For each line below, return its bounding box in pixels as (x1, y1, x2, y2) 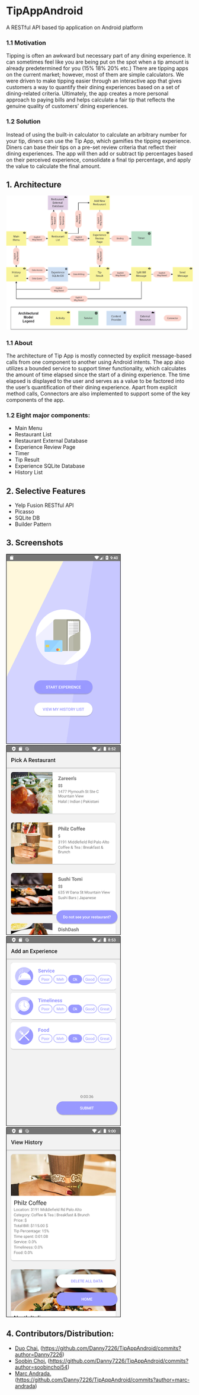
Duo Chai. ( (14, 1345, 43, 1352)
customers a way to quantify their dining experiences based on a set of (6, 84, 180, 91)
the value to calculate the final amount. (6, 162, 101, 170)
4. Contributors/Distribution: (6, 1329, 114, 1339)
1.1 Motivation (6, 39, 46, 47)
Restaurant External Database (14, 437, 88, 445)
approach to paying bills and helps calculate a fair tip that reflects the (6, 96, 175, 103)
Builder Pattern (14, 521, 52, 528)
